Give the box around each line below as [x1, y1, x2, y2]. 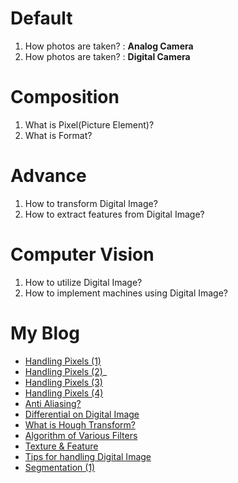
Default [10, 7, 73, 30]
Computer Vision [10, 243, 155, 266]
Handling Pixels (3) [24, 376, 103, 388]
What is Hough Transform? [24, 418, 136, 431]
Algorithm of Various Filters [24, 429, 138, 441]
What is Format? [24, 129, 93, 141]
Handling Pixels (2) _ [24, 365, 108, 377]
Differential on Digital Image [24, 408, 140, 420]
